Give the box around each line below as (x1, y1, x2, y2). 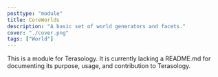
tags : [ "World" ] (7, 36, 54, 43)
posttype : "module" (7, 10, 63, 17)
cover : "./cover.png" (7, 29, 69, 36)
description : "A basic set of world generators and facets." (7, 23, 186, 30)
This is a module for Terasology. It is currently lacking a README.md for (7, 54, 211, 63)
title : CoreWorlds (7, 16, 60, 23)
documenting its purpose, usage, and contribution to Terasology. (7, 62, 191, 70)
